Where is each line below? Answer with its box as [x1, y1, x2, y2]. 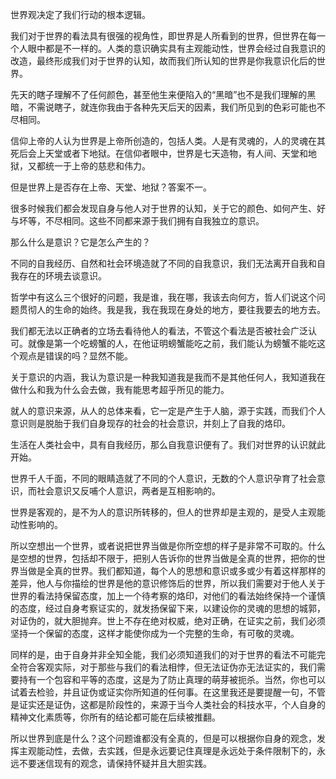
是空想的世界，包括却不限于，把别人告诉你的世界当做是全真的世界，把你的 [10, 553, 317, 564]
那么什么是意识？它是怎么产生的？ [10, 236, 151, 248]
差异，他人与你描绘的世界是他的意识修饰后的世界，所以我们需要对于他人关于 [10, 578, 326, 589]
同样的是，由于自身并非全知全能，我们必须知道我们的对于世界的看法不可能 [10, 649, 317, 660]
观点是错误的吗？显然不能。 [18, 350, 133, 362]
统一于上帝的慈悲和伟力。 [44, 160, 151, 172]
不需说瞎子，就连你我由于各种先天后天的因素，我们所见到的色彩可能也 [27, 101, 317, 113]
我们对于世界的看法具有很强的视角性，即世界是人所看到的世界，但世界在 [10, 30, 308, 42]
